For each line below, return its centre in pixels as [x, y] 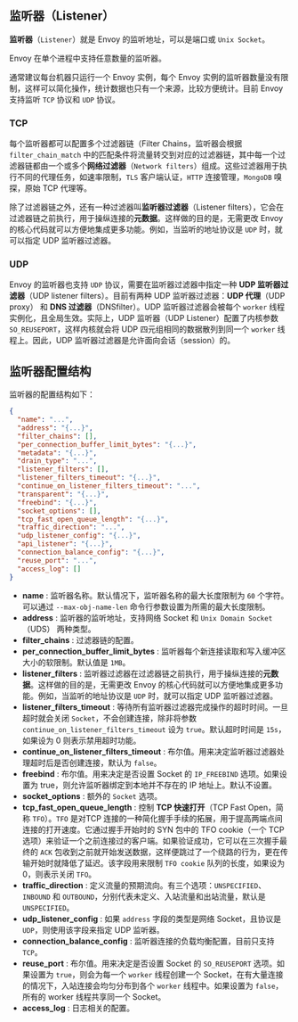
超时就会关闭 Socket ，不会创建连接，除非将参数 [109, 718]
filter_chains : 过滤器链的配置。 [81, 639]
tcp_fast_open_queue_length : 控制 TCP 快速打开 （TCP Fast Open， [149, 807]
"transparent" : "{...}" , [63, 494]
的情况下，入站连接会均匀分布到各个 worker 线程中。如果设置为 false [149, 985]
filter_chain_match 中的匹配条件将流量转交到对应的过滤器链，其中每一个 [144, 155]
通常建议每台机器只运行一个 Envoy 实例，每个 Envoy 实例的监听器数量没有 [145, 77]
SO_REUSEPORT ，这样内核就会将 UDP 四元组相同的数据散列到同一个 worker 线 [148, 329]
